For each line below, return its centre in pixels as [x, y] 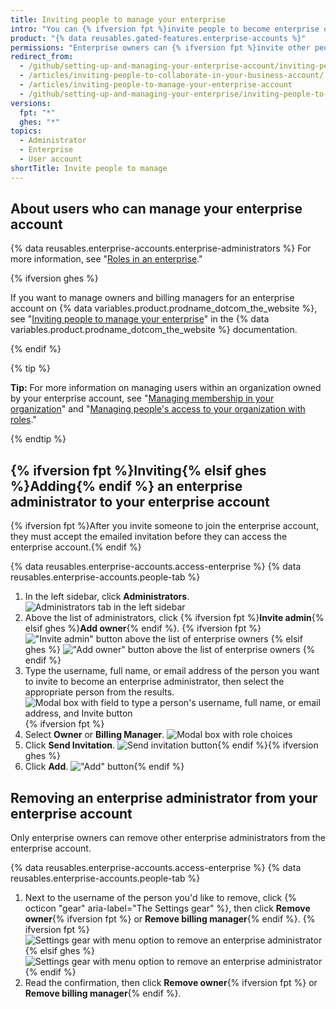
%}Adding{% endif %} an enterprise [126, 486]
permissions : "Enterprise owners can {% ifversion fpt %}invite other [160, 47]
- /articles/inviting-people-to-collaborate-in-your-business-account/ [172, 76]
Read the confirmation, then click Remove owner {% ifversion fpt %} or [171, 983]
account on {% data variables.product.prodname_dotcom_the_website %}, [164, 308]
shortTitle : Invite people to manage [89, 168]
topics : [26, 131]
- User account [51, 159]
